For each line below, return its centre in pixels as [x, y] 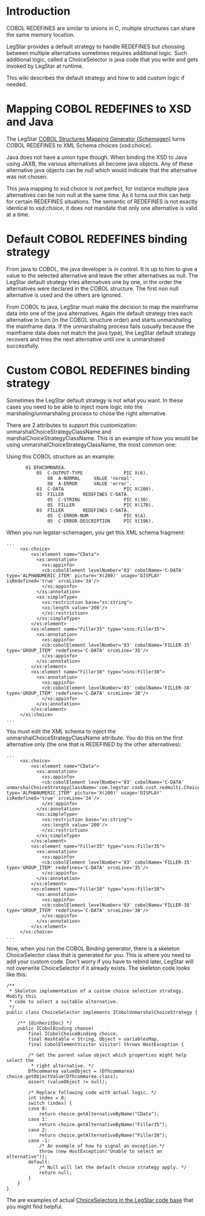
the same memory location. [41, 34]
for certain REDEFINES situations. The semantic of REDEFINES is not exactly [102, 201]
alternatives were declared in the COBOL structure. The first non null [92, 288]
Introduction [38, 11]
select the [20, 1060]
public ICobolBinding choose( [56, 1028]
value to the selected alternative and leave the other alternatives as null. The [102, 275]
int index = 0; [48, 1098]
